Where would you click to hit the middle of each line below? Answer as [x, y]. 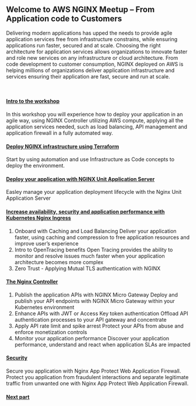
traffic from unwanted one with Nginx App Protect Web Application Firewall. [97, 384]
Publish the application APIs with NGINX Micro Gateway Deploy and [96, 295]
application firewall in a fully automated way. [60, 133]
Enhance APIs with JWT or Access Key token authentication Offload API [101, 313]
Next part [18, 397]
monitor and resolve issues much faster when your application [90, 256]
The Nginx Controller [32, 282]
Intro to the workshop [33, 101]
